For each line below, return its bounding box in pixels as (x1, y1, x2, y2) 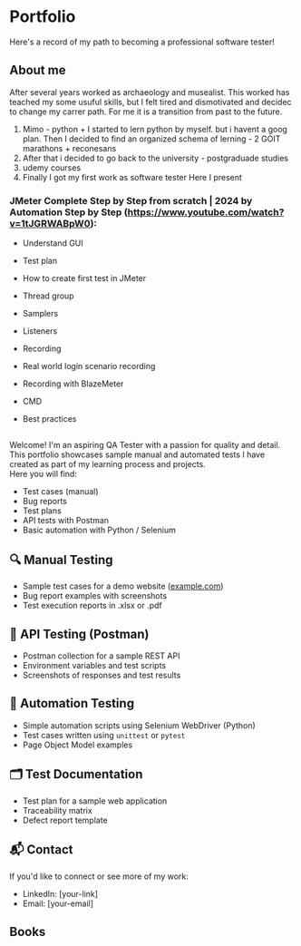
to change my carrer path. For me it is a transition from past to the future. (9, 106, 283, 117)
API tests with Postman (22, 515, 110, 526)
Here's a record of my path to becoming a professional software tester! (9, 36, 275, 47)
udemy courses (22, 161, 82, 173)
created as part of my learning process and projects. (9, 459, 206, 470)
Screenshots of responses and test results (22, 669, 181, 681)
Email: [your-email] (22, 898, 93, 909)
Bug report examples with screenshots (22, 590, 168, 601)
